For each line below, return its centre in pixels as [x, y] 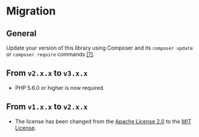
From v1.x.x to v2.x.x [47, 107]
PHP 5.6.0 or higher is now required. [60, 88]
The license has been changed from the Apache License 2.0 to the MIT [103, 121]
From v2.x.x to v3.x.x [47, 73]
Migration [31, 11]
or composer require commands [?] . [51, 54]
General [22, 33]
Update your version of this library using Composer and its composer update [100, 48]
